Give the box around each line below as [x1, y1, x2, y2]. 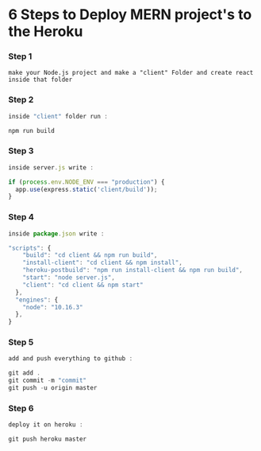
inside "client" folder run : [8, 112, 109, 120]
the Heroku [8, 22, 83, 41]
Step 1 [8, 51, 33, 62]
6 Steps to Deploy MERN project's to [8, 6, 252, 24]
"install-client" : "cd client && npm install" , [22, 259, 182, 267]
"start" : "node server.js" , [22, 274, 115, 282]
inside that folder [8, 76, 73, 84]
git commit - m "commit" [8, 376, 87, 385]
